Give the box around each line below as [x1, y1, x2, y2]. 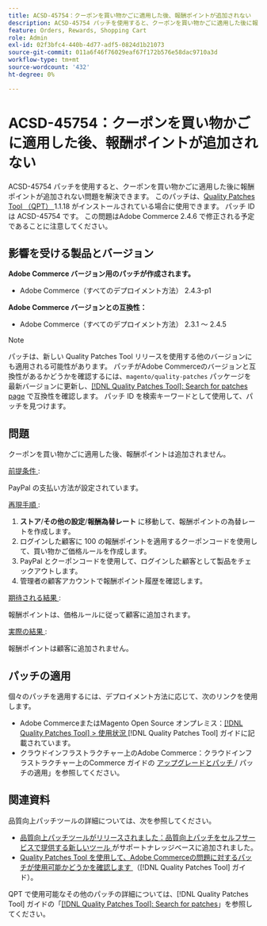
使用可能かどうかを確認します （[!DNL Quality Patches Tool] [33, 862, 231, 872]
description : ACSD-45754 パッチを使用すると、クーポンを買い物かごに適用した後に [8, 19, 253, 27]
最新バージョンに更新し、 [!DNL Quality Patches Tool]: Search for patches [8, 381, 248, 391]
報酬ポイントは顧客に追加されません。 [8, 644, 133, 653]
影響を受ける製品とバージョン [8, 247, 154, 260]
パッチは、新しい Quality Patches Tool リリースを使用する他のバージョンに [8, 352, 253, 362]
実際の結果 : [8, 627, 48, 637]
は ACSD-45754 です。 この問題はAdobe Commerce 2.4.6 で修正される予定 [8, 211, 255, 220]
